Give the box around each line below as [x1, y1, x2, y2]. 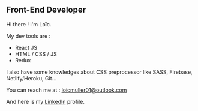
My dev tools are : [6, 32, 51, 40]
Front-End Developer [6, 5, 86, 15]
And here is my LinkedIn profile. [6, 98, 85, 105]
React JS [14, 44, 38, 51]
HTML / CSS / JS [14, 50, 57, 58]
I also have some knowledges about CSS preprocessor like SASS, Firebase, [6, 68, 193, 76]
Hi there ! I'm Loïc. [6, 20, 52, 28]
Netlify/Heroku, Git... [6, 74, 57, 82]
